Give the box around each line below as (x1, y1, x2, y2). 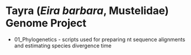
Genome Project (5, 16, 87, 30)
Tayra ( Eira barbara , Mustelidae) (5, 4, 169, 18)
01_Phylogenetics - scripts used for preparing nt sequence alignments (14, 36, 186, 43)
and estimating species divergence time (14, 42, 112, 49)
